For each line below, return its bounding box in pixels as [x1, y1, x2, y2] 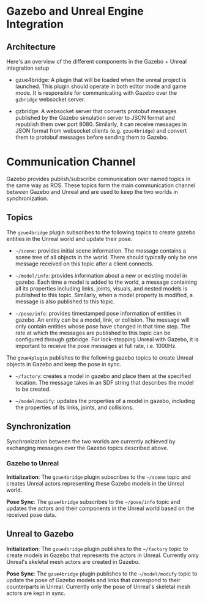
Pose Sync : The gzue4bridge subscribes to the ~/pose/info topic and [6, 498, 181, 505]
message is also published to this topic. [15, 298, 115, 305]
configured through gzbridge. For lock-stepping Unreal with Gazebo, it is [15, 335, 199, 343]
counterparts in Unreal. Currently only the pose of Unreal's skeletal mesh [6, 583, 191, 590]
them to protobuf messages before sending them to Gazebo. [15, 133, 168, 141]
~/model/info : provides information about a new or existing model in [15, 272, 187, 279]
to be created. [15, 385, 51, 393]
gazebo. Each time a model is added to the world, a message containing [15, 278, 197, 286]
